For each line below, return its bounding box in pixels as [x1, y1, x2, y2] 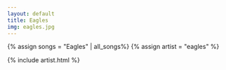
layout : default [7, 10, 55, 17]
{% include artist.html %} [7, 56, 81, 64]
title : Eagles [7, 17, 49, 24]
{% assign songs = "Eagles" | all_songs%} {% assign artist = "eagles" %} [7, 43, 220, 51]
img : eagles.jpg [7, 23, 55, 30]
